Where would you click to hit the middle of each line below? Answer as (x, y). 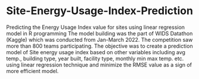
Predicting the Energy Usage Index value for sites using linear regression (96, 27)
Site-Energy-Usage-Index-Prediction (100, 11)
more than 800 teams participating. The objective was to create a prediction (99, 46)
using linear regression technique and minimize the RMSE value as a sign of (99, 65)
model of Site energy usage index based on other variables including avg (96, 52)
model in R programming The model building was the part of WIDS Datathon (99, 33)
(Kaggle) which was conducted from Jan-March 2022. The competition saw (99, 39)
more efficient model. (32, 71)
